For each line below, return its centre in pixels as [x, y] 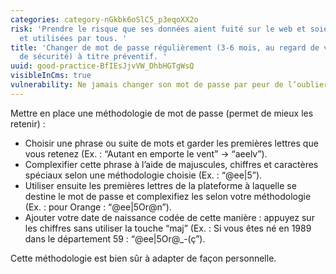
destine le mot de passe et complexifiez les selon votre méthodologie [168, 196]
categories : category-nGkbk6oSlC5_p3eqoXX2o [104, 19]
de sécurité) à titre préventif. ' [93, 57]
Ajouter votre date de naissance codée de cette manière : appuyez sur [169, 217]
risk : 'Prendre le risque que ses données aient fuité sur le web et [158, 29]
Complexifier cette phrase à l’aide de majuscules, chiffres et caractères [171, 164]
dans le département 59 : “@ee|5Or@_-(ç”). [115, 238]
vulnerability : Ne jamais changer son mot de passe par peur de [147, 85]
